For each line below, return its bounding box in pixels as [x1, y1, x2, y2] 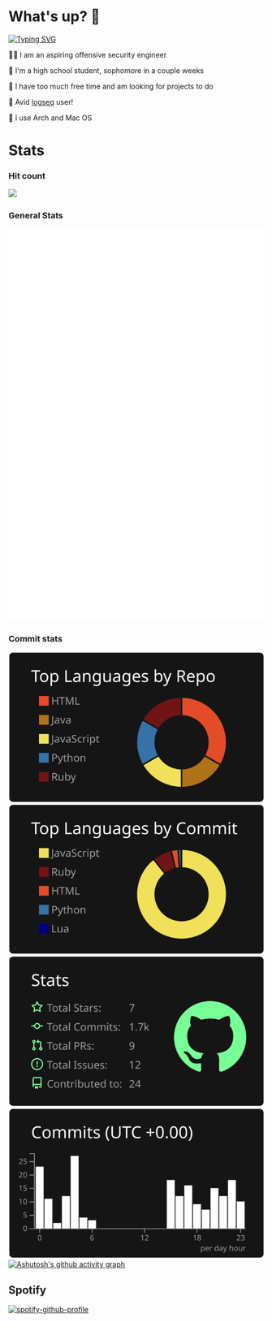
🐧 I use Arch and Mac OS [8, 113, 93, 123]
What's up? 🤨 [8, 7, 101, 26]
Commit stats [8, 633, 63, 645]
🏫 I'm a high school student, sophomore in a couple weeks [8, 65, 205, 76]
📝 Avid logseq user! [8, 97, 74, 106]
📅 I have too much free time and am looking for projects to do [8, 81, 214, 91]
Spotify [8, 1283, 47, 1297]
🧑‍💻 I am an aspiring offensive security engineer [8, 50, 167, 59]
